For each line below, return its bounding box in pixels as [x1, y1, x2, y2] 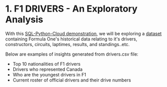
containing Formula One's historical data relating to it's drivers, [5, 36, 138, 42]
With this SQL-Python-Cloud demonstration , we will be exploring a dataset [5, 30, 162, 36]
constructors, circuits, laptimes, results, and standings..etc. [5, 41, 130, 47]
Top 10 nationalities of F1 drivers [12, 61, 81, 67]
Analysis [5, 14, 43, 25]
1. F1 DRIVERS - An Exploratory [5, 3, 138, 15]
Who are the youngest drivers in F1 [12, 71, 86, 77]
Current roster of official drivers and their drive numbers [12, 77, 131, 83]
